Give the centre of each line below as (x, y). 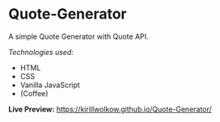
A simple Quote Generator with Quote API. (78, 36)
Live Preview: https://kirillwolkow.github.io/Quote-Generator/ (110, 109)
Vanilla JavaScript (50, 85)
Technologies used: (41, 52)
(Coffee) (34, 93)
